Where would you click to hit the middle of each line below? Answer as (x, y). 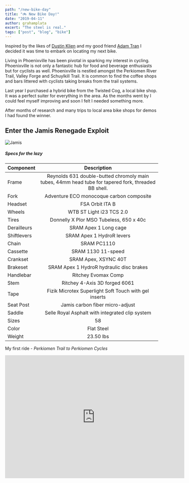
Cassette (18, 251)
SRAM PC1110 (98, 243)
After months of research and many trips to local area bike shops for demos (81, 110)
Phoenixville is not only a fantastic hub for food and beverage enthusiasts (78, 66)
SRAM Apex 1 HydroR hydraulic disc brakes (98, 267)
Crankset (18, 259)
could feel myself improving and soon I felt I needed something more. (75, 101)
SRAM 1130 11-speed (98, 251)
